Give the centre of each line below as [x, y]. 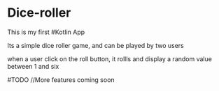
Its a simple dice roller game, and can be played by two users [96, 45]
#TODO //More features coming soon [61, 80]
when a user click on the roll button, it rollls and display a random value [109, 59]
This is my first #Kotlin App [46, 32]
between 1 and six [33, 66]
